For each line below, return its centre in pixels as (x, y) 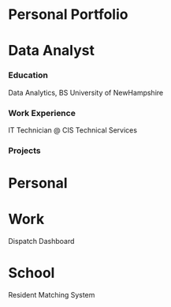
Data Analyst (52, 51)
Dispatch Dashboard (41, 241)
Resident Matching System (52, 294)
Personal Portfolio (68, 15)
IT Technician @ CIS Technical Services (73, 130)
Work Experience (42, 113)
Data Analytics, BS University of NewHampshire (86, 92)
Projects (24, 150)
